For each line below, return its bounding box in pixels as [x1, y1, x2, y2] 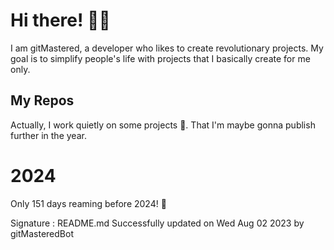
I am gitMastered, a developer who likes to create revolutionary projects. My [10, 42, 324, 54]
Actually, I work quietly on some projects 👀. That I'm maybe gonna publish [10, 119, 316, 131]
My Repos [10, 92, 75, 109]
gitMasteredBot [10, 227, 74, 239]
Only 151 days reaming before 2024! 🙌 [10, 197, 167, 209]
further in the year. [10, 129, 87, 141]
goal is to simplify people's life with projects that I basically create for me [10, 52, 311, 64]
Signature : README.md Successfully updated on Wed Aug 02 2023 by [10, 217, 305, 229]
